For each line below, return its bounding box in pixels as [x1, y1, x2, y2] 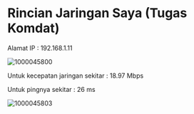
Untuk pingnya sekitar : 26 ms [7, 85, 96, 93]
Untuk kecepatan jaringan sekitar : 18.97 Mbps [7, 71, 144, 80]
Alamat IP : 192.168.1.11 [7, 43, 73, 52]
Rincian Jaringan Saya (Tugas [7, 5, 188, 21]
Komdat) [7, 20, 60, 36]
